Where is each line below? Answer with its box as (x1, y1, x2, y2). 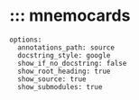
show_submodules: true (17, 82, 103, 91)
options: (9, 35, 42, 44)
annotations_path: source (17, 42, 116, 52)
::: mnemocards (9, 5, 131, 26)
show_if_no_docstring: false (17, 59, 127, 68)
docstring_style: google (17, 50, 111, 59)
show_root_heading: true (17, 67, 111, 76)
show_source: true (17, 74, 88, 84)
